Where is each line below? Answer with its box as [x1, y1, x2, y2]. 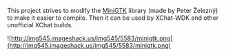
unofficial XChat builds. [7, 21, 74, 29]
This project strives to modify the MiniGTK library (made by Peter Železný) [7, 7, 218, 14]
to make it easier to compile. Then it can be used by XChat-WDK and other [7, 14, 219, 22]
